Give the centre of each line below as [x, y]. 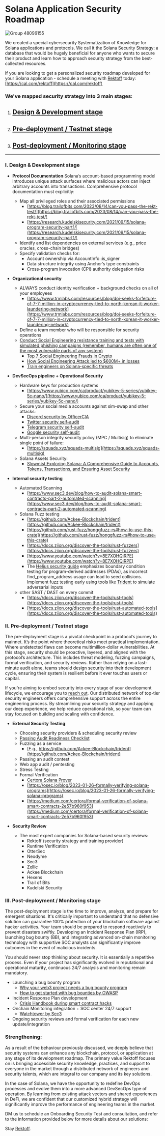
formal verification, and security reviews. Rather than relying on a [71, 663]
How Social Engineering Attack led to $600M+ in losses [83, 361]
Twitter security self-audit [53, 422]
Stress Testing [34, 769]
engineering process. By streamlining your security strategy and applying [79, 704]
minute [12, 668]
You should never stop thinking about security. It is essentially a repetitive [80, 957]
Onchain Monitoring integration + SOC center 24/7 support [72, 1009]
